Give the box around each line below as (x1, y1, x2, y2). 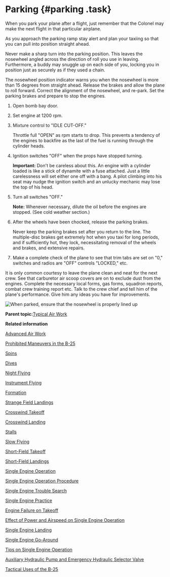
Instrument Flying (5, 379, 42, 386)
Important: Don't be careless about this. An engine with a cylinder (12, 162, 151, 168)
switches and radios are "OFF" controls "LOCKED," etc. (12, 260, 128, 266)
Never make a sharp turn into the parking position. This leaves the (5, 51, 143, 57)
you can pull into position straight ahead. (5, 41, 90, 47)
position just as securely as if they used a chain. (5, 67, 105, 73)
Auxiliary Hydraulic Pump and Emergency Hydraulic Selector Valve (5, 556, 144, 562)
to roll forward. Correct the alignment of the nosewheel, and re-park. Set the (5, 87, 164, 93)
